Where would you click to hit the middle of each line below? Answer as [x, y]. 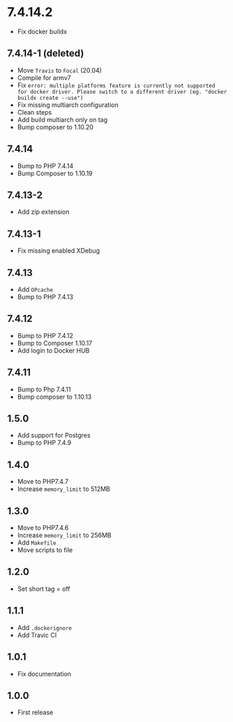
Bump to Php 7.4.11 [44, 389]
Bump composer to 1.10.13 [54, 397]
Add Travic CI [37, 635]
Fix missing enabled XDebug [58, 251]
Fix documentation [44, 674]
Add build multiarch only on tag [62, 119]
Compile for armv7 [44, 78]
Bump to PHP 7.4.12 [45, 335]
